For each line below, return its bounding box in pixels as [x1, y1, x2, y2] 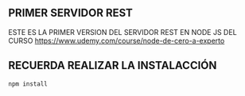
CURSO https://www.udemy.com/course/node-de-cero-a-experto [8, 36, 225, 45]
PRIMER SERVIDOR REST [8, 6, 134, 20]
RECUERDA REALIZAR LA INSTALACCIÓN [8, 59, 217, 72]
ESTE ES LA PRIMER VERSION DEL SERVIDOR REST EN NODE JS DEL [8, 27, 237, 36]
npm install [8, 79, 48, 88]
